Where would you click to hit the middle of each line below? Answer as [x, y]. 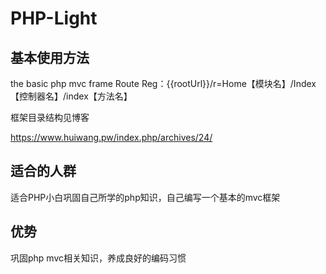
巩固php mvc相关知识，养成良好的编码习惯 [98, 258]
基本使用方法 [50, 57]
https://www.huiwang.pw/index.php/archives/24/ [111, 137]
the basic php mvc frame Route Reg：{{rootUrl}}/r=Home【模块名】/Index [163, 83]
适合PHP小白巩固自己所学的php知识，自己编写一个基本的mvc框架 [145, 197]
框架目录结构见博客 [50, 117]
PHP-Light [54, 18]
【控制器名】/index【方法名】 [71, 96]
